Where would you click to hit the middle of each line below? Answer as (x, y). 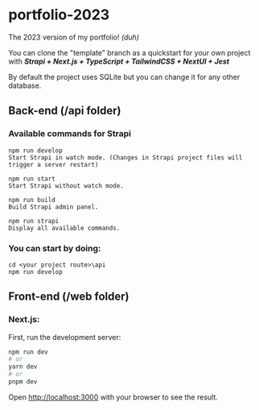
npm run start (32, 179)
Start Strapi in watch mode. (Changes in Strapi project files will (125, 157)
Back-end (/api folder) (65, 111)
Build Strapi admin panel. (53, 207)
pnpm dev (23, 382)
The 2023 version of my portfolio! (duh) (74, 37)
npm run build (32, 200)
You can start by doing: (55, 248)
